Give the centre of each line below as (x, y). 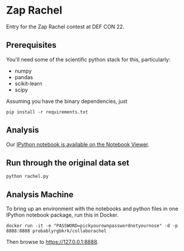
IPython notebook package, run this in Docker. (63, 215)
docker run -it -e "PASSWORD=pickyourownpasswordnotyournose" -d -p (92, 226)
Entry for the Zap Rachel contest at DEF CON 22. (65, 27)
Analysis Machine (40, 195)
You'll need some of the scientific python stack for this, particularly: (88, 59)
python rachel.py (27, 177)
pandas (24, 77)
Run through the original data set (68, 163)
